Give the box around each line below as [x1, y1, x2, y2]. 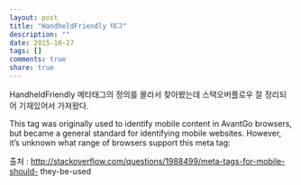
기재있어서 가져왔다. [18, 100, 89, 110]
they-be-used [40, 165, 92, 176]
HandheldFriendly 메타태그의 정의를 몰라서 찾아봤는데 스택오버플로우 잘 [9, 89, 263, 100]
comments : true [9, 55, 67, 64]
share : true [9, 64, 54, 73]
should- [9, 165, 39, 176]
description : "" [9, 30, 70, 39]
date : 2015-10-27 [9, 38, 75, 48]
